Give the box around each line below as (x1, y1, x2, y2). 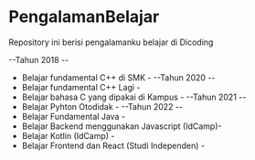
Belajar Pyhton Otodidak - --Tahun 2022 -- (21, 101, 184, 112)
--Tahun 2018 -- (8, 54, 69, 65)
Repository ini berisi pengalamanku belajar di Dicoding (8, 37, 214, 48)
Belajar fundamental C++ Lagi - (21, 81, 141, 92)
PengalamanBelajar (8, 6, 160, 27)
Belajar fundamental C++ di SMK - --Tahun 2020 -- (21, 71, 216, 83)
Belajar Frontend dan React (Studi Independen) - (21, 140, 206, 151)
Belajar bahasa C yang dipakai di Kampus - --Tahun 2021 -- (21, 91, 247, 102)
